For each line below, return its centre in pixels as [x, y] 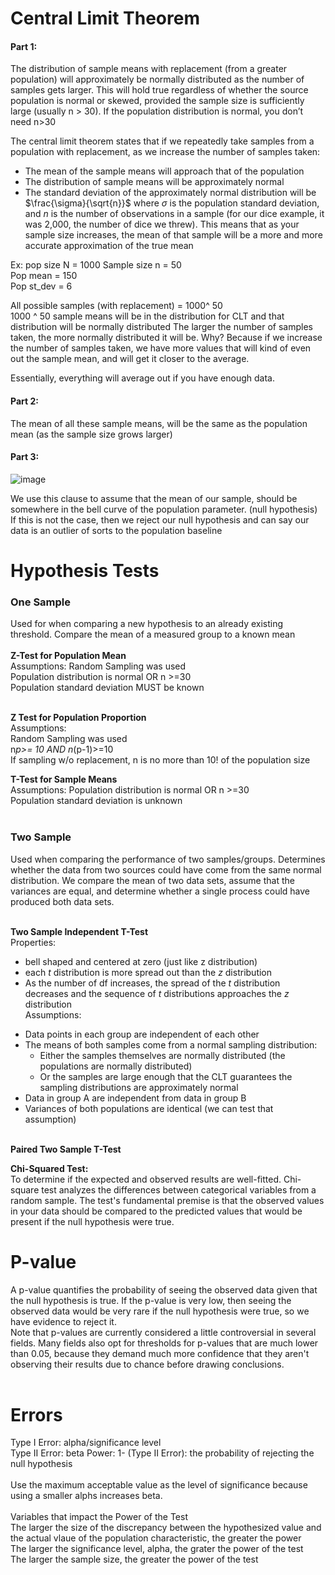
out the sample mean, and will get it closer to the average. [130, 359]
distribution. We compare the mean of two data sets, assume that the [152, 880]
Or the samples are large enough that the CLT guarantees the [166, 1076]
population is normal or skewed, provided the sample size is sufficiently [157, 101]
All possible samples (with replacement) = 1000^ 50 [116, 306]
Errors [36, 1414]
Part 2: [24, 401]
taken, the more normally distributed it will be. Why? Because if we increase [166, 338]
